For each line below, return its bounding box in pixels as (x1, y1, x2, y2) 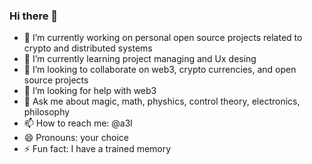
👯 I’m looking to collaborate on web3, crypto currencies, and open (23, 64, 297, 76)
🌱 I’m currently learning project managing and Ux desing (23, 53, 257, 65)
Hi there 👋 (9, 9, 59, 23)
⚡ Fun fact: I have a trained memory (23, 143, 172, 155)
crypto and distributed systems (23, 42, 153, 54)
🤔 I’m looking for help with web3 (23, 85, 157, 97)
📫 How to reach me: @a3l (23, 117, 133, 129)
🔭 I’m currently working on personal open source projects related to (23, 32, 303, 44)
